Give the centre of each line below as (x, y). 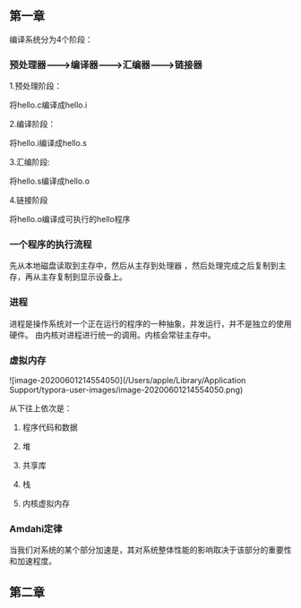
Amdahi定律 (36, 528)
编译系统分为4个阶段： (52, 39)
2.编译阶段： (33, 124)
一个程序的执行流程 (51, 244)
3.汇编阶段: (30, 162)
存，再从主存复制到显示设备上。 (68, 277)
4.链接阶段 (29, 201)
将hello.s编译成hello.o (50, 181)
